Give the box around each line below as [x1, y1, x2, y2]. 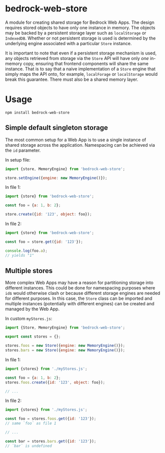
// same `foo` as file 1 [5, 421, 56, 426]
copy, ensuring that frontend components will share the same [23, 60, 149, 66]
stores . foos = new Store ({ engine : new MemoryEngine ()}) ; [5, 343, 125, 348]
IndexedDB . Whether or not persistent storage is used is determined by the [5, 35, 156, 41]
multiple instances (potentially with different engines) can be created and [5, 301, 155, 307]
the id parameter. [5, 147, 41, 153]
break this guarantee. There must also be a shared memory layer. [5, 76, 139, 82]
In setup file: [5, 157, 31, 163]
